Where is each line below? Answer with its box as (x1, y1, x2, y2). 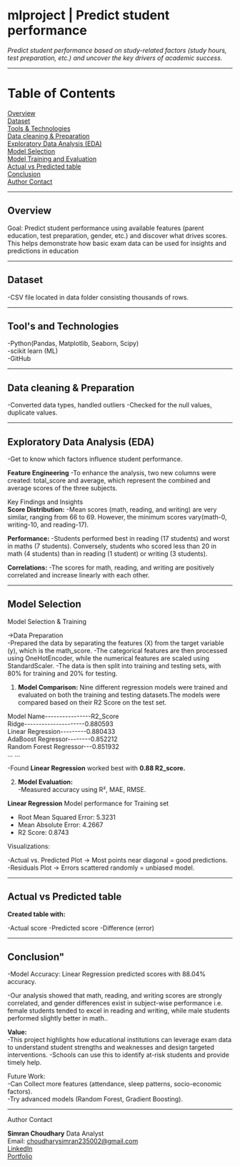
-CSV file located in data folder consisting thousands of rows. (7, 293, 189, 302)
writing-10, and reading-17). (7, 520, 89, 529)
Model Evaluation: (17, 778, 74, 786)
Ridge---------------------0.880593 (7, 719, 114, 728)
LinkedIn (7, 1144, 33, 1153)
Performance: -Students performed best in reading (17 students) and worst (7, 534, 230, 542)
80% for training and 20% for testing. (7, 669, 118, 677)
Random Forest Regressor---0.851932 (7, 742, 120, 750)
